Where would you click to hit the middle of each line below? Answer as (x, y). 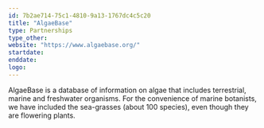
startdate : (26, 52)
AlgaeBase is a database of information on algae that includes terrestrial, (127, 90)
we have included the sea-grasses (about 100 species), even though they (128, 107)
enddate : (23, 60)
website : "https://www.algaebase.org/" (74, 45)
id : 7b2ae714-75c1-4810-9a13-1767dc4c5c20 (80, 16)
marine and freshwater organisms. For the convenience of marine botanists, (132, 98)
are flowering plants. (42, 115)
